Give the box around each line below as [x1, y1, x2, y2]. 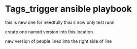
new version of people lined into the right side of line [5, 38, 112, 44]
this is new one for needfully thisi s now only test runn [5, 19, 115, 25]
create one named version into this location [5, 29, 93, 34]
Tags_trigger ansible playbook [5, 3, 132, 15]
